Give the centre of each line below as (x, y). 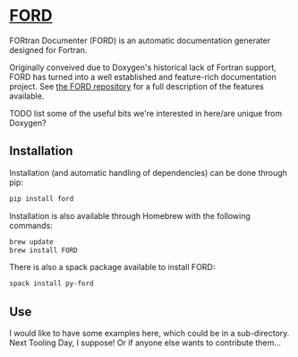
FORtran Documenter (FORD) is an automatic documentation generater (140, 40)
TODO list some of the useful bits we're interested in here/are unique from (146, 113)
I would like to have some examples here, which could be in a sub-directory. (149, 334)
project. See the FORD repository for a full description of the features (136, 86)
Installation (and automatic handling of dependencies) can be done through (149, 172)
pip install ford (42, 198)
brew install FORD (43, 250)
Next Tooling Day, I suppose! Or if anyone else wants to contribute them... (145, 343)
